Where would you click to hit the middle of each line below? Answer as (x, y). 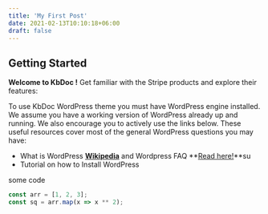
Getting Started (48, 63)
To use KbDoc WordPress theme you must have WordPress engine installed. (134, 107)
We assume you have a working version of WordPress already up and (123, 115)
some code (27, 180)
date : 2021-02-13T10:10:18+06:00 (64, 23)
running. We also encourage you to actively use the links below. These (125, 123)
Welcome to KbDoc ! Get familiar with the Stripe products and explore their (132, 83)
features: (23, 91)
